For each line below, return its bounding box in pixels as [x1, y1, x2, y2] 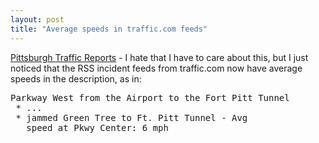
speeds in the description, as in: [10, 72, 142, 85]
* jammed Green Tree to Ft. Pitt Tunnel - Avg [15, 112, 248, 123]
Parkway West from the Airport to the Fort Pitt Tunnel [10, 92, 290, 103]
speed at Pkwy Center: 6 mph [26, 122, 169, 133]
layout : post [10, 14, 65, 25]
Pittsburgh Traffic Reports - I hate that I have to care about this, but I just [10, 51, 309, 63]
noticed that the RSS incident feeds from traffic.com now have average [10, 62, 303, 74]
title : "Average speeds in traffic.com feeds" [10, 24, 208, 34]
